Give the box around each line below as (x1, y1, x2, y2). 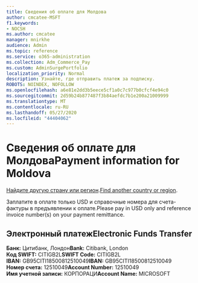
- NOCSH (6, 25, 26, 32)
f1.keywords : (6, 20, 39, 26)
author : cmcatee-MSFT (6, 14, 61, 20)
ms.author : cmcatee (6, 31, 56, 37)
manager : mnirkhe (6, 37, 50, 43)
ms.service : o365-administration (6, 54, 91, 60)
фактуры (6, 205, 29, 212)
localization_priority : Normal (6, 70, 85, 76)
